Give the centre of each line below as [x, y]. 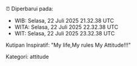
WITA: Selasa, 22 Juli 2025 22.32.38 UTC [66, 27]
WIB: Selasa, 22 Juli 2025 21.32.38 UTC [64, 21]
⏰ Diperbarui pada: [30, 9]
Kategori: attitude [27, 57]
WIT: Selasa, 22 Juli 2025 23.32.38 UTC [65, 33]
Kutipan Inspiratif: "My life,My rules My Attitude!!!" [68, 45]
